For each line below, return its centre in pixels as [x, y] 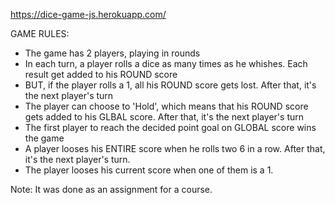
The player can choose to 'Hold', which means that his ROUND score [166, 106]
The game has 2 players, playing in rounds [112, 53]
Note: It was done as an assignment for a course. [111, 189]
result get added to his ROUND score [101, 74]
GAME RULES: [40, 33]
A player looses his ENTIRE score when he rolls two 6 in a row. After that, [175, 148]
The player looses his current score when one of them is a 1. [149, 170]
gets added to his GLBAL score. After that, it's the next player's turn [164, 117]
